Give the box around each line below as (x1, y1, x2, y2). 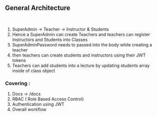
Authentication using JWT (12, 101, 65, 107)
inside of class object (12, 68, 55, 74)
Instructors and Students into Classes (12, 37, 88, 42)
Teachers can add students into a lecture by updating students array (12, 62, 150, 68)
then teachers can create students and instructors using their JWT (12, 52, 146, 58)
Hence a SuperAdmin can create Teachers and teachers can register (12, 31, 150, 37)
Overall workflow (12, 107, 47, 113)
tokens (12, 57, 26, 63)
